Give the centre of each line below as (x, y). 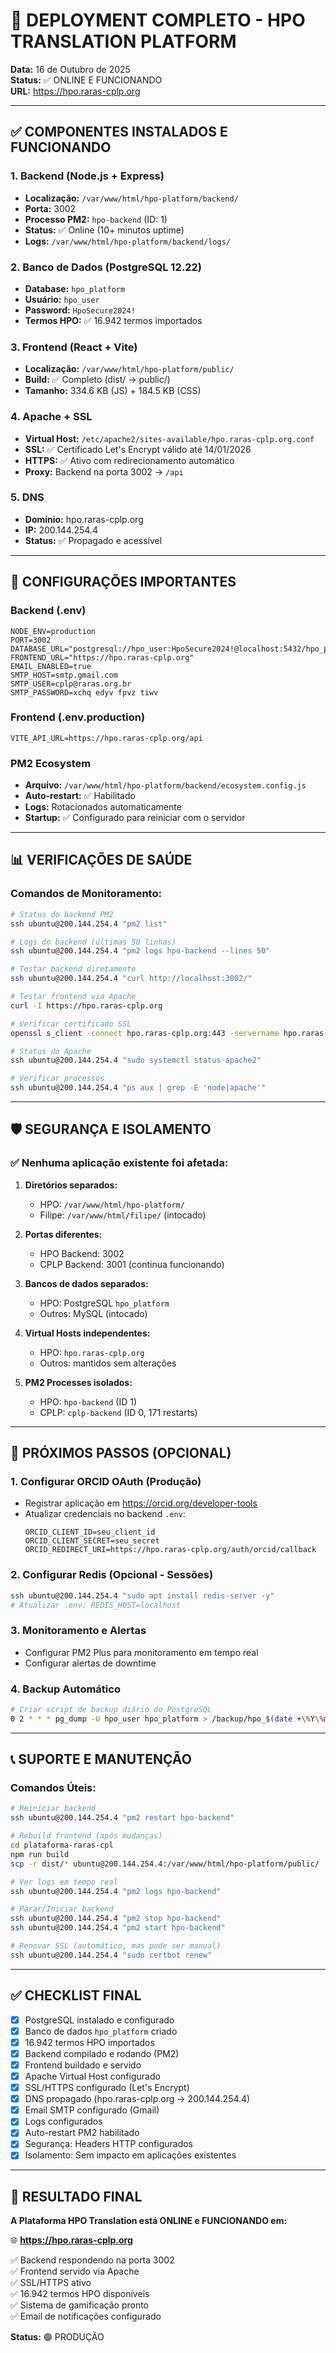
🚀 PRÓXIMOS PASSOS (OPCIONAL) (121, 1453)
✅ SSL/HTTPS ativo (51, 2283)
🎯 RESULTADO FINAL (76, 2196)
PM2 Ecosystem (51, 763)
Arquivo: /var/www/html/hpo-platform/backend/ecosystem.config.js (165, 785)
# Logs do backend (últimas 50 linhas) (93, 942)
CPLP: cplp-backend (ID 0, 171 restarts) (118, 1412)
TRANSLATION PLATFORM (123, 41)
